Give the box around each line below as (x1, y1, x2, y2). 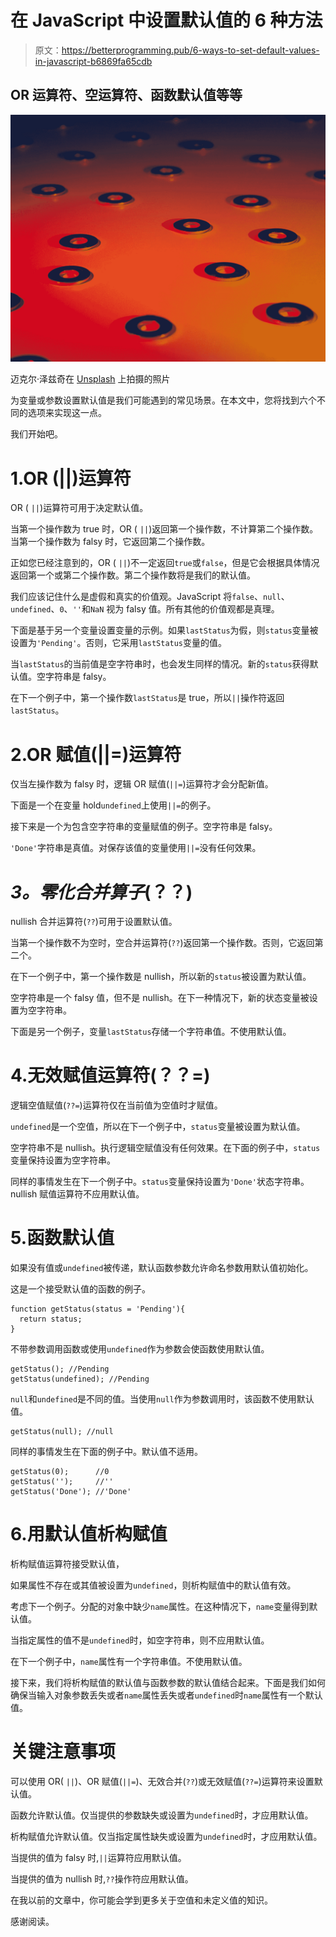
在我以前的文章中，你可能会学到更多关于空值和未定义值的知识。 (10, 1894, 273, 1906)
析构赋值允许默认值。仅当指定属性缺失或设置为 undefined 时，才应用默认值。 (10, 1831, 323, 1843)
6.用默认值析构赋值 (10, 1523, 168, 1546)
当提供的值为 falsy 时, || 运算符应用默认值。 (10, 1852, 187, 1864)
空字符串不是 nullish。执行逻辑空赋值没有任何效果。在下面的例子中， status (10, 1142, 321, 1154)
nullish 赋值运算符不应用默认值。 (10, 1188, 145, 1200)
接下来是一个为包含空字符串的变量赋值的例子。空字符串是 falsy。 (10, 821, 278, 833)
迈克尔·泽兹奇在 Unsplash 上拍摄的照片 (10, 373, 171, 385)
